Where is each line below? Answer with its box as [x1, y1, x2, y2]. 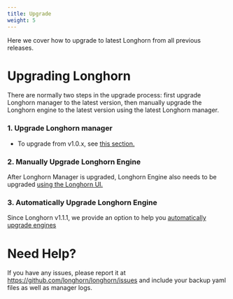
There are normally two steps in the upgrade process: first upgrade [7, 91, 202, 99]
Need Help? [7, 246, 77, 261]
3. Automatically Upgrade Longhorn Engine [7, 197, 157, 207]
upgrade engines [7, 221, 57, 230]
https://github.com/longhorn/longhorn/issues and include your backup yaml [7, 276, 226, 284]
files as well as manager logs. [7, 284, 92, 292]
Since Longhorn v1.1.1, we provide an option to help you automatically [7, 214, 206, 222]
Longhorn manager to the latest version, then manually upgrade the [7, 99, 202, 107]
